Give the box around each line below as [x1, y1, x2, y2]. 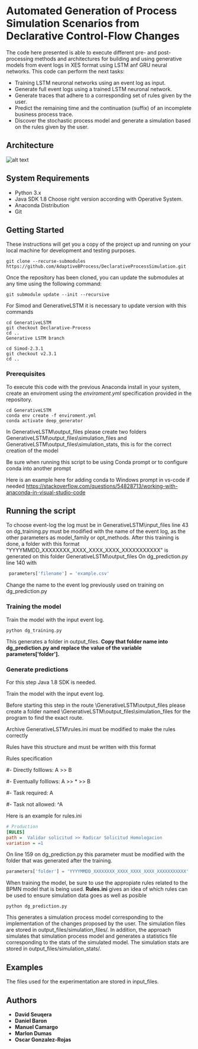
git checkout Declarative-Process [6, 325, 92, 331]
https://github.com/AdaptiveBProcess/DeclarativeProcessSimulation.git [6, 263, 186, 270]
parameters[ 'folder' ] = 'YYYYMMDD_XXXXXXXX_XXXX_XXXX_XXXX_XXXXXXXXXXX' [6, 868, 189, 874]
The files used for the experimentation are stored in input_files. [6, 978, 159, 985]
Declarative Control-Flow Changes [6, 30, 180, 43]
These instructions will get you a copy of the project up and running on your [6, 241, 191, 248]
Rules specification [6, 755, 53, 762]
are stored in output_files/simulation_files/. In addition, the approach [6, 926, 171, 934]
